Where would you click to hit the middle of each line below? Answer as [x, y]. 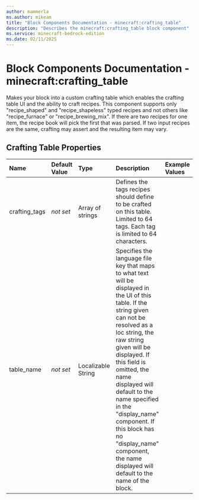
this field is [131, 362]
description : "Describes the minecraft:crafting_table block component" [98, 28]
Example [177, 164]
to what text [132, 273]
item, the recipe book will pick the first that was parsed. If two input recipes [98, 123]
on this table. [134, 211]
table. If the [131, 302]
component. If [135, 421]
